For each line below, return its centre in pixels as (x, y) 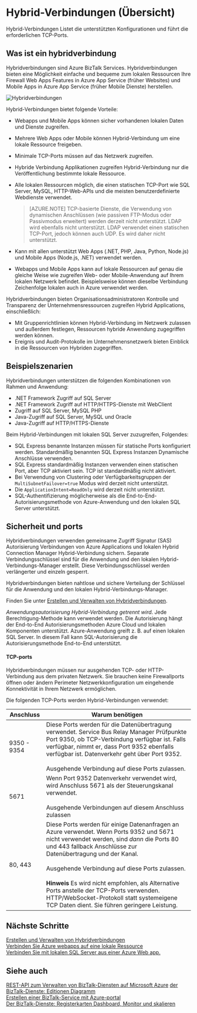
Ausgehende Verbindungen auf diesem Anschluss (115, 807)
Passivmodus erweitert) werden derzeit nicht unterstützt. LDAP (105, 221)
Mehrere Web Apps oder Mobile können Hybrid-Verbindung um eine (97, 138)
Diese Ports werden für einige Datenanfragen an (113, 824)
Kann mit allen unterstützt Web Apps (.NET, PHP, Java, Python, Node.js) (101, 251)
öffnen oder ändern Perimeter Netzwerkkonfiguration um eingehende (90, 682)
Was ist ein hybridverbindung (61, 54)
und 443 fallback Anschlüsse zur (91, 846)
